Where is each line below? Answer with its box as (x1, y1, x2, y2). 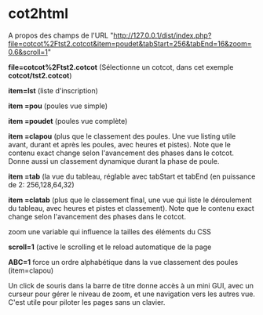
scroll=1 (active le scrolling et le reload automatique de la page (8, 242, 212, 252)
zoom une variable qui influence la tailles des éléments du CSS (8, 226, 212, 236)
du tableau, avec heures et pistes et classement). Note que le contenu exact (8, 203, 255, 212)
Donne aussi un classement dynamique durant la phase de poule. (8, 156, 220, 165)
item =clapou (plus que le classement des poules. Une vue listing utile (8, 131, 236, 141)
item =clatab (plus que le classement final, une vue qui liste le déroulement (8, 195, 253, 205)
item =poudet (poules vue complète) (8, 116, 128, 125)
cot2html (8, 5, 69, 23)
